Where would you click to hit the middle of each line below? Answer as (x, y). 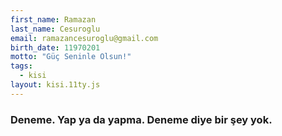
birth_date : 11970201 (55, 47)
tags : (21, 66)
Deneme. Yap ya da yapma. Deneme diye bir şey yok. (141, 119)
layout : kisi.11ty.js (55, 85)
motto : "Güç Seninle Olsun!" (71, 57)
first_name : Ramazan (53, 19)
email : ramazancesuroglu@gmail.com (84, 38)
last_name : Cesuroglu (55, 29)
